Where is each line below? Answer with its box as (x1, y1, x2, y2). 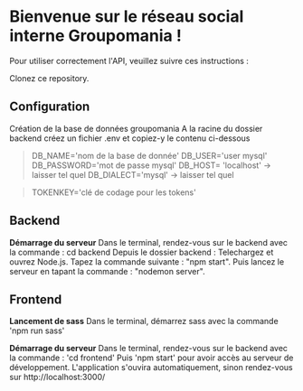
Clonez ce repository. (9, 72, 90, 83)
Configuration (9, 99, 90, 115)
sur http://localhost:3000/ (9, 372, 106, 383)
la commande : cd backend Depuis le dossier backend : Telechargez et (9, 247, 274, 257)
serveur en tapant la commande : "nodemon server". (9, 265, 205, 276)
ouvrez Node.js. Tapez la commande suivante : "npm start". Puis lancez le (9, 256, 285, 267)
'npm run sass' (9, 325, 65, 336)
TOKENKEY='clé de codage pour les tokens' (31, 187, 196, 198)
